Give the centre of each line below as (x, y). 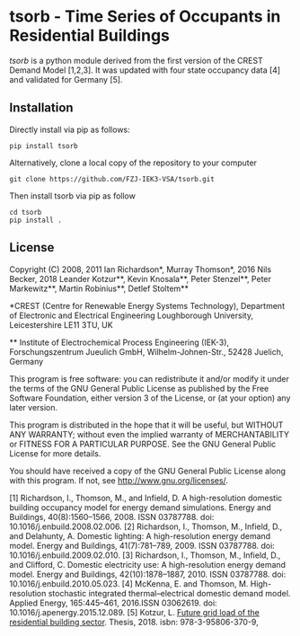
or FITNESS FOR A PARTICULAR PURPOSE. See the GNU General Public (143, 444)
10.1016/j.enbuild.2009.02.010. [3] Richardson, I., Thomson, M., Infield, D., (145, 555)
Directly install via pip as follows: (70, 129)
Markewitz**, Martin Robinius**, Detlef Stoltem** (99, 288)
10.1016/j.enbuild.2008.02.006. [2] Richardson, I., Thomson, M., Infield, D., (146, 526)
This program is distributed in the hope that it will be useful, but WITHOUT (146, 425)
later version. (34, 407)
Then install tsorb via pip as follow (73, 196)
